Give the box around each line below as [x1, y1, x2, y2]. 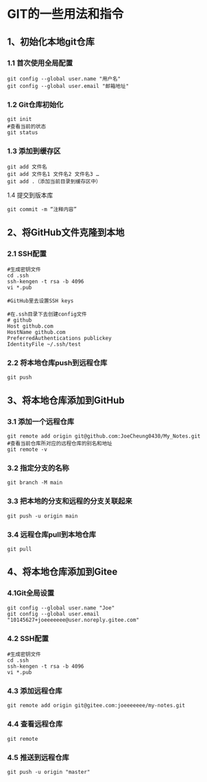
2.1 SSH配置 [7, 249, 47, 258]
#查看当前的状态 [7, 123, 47, 131]
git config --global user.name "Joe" [7, 604, 115, 612]
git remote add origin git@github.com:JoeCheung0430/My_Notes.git [7, 433, 201, 440]
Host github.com [7, 323, 53, 330]
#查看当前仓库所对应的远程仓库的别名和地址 [7, 440, 112, 447]
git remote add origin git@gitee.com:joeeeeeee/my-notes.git [7, 702, 186, 709]
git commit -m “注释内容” [7, 206, 77, 213]
